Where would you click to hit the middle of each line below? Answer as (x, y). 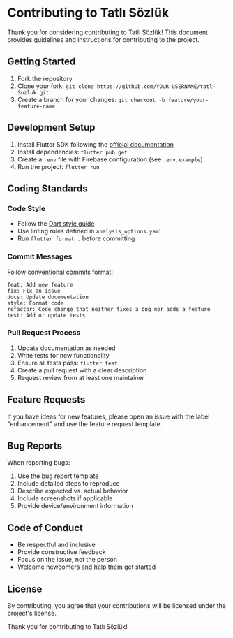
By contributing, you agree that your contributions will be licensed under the (117, 606)
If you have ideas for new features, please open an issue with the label (109, 416)
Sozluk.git (33, 92)
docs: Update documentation (48, 297)
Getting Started (42, 62)
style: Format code (36, 303)
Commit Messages (40, 256)
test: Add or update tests (46, 315)
